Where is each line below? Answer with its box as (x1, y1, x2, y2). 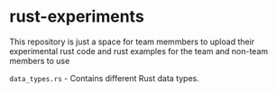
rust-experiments (9, 6, 144, 27)
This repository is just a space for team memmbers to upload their (9, 36, 255, 47)
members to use (9, 55, 70, 66)
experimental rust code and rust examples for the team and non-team (9, 45, 269, 56)
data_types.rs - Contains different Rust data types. (9, 72, 200, 83)
